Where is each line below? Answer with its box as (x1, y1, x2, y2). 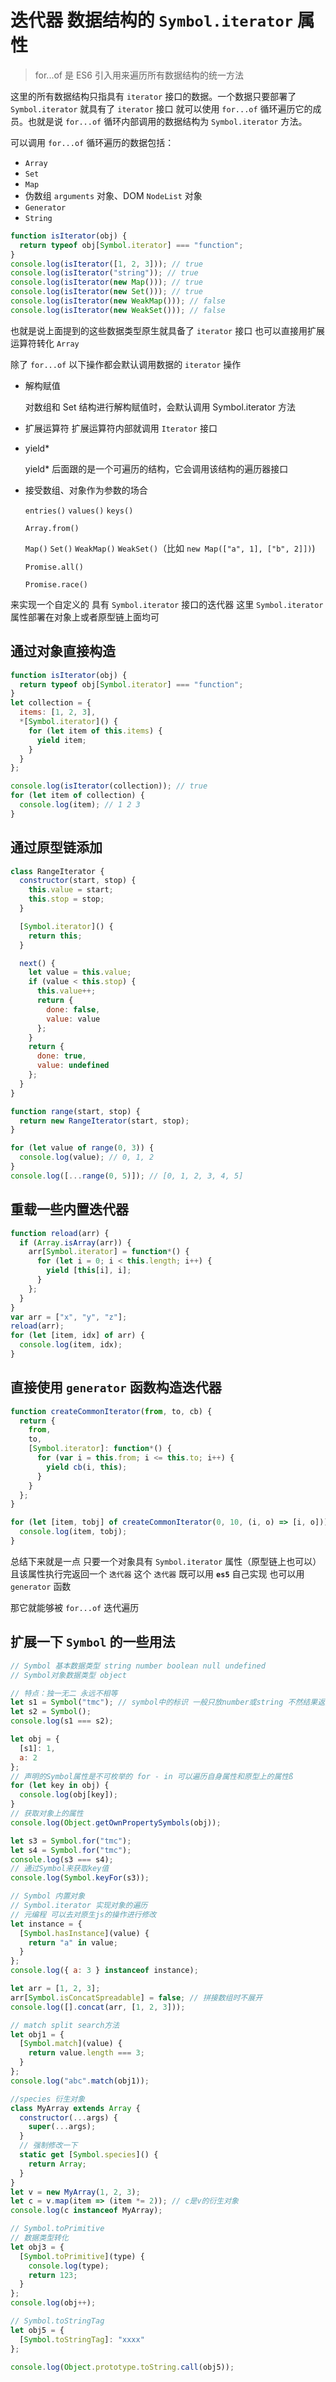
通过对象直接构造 (10, 643, 116, 660)
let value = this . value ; (28, 967, 132, 978)
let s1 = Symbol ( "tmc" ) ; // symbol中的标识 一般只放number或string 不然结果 (10, 1697, 318, 1708)
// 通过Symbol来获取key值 (10, 1864, 110, 1874)
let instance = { (10, 1919, 83, 1929)
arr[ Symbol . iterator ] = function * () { (28, 1247, 190, 1257)
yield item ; (36, 735, 87, 745)
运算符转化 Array (10, 337, 80, 349)
